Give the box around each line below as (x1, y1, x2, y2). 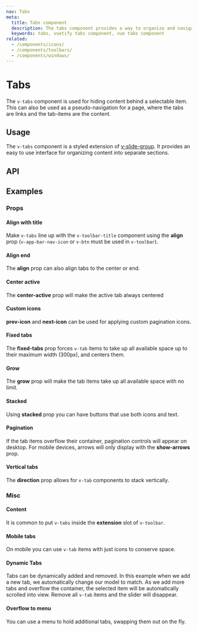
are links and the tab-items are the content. (6, 110, 111, 117)
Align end (6, 252, 31, 259)
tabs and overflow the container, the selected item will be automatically (6, 585, 179, 592)
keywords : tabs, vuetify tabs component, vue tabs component (11, 31, 165, 37)
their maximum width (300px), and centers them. (6, 351, 125, 358)
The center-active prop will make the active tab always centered (6, 291, 164, 298)
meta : (6, 14, 19, 20)
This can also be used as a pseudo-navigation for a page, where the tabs (6, 104, 184, 111)
